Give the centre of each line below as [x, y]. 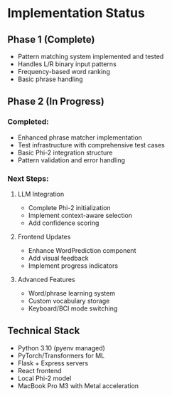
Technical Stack [44, 331]
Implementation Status [76, 13]
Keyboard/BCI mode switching [73, 308]
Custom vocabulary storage [69, 301]
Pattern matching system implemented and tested [91, 56]
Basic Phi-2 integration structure [65, 152]
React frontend [39, 370]
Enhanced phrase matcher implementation [80, 137]
